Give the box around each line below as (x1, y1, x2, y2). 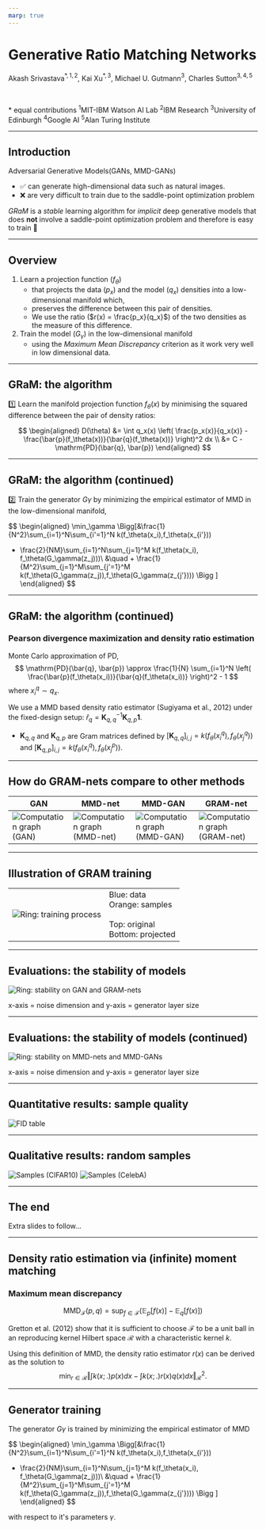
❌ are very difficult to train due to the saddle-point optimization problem (19, 191, 255, 200)
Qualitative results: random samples (8, 1149, 192, 1162)
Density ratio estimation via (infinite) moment (8, 1252, 237, 1265)
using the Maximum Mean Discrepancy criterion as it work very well (31, 339, 254, 348)
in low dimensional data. (31, 348, 111, 357)
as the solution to (8, 1357, 65, 1367)
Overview (8, 253, 58, 267)
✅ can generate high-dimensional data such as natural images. (19, 181, 226, 191)
